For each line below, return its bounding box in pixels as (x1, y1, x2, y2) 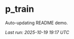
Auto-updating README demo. (5, 20, 68, 26)
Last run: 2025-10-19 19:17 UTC (5, 29, 70, 35)
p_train (5, 3, 35, 15)
